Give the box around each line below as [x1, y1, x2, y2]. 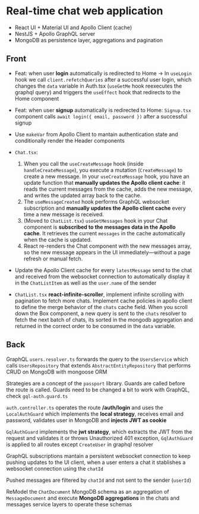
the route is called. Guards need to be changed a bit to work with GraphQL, [6, 386, 190, 393]
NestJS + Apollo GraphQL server [14, 30, 96, 37]
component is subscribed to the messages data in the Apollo [23, 223, 176, 230]
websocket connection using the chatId [6, 465, 104, 472]
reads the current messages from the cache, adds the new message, [23, 185, 193, 192]
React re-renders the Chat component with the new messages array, [23, 242, 192, 250]
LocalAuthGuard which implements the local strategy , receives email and [6, 410, 184, 418]
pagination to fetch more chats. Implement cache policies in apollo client [14, 297, 192, 304]
